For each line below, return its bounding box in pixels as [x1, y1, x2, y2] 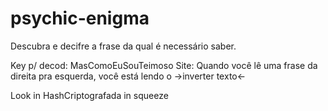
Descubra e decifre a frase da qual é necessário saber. [10, 40, 237, 52]
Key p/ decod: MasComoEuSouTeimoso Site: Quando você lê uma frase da [10, 59, 318, 71]
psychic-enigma [10, 7, 150, 30]
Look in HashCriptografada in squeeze [10, 89, 169, 101]
